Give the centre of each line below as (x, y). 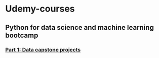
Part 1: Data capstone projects (43, 49)
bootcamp (22, 35)
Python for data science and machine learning (80, 27)
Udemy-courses (40, 9)
